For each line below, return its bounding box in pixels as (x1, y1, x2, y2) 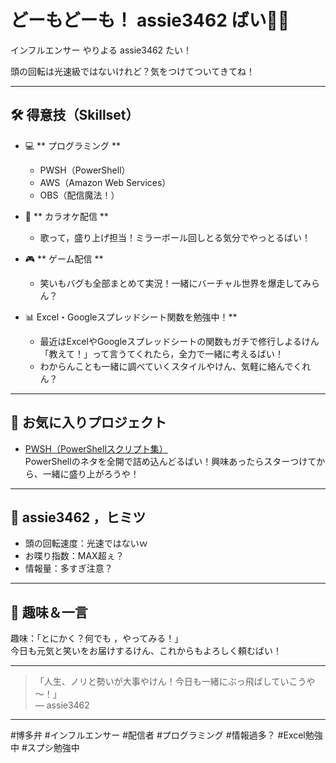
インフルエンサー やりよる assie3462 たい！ (10, 44, 193, 56)
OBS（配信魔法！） (39, 189, 120, 201)
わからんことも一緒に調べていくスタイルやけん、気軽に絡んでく (39, 360, 303, 372)
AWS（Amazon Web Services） (39, 176, 172, 188)
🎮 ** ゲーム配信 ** (24, 252, 104, 265)
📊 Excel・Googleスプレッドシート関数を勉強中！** (24, 311, 238, 323)
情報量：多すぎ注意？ (24, 562, 113, 575)
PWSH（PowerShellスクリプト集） (24, 442, 168, 455)
